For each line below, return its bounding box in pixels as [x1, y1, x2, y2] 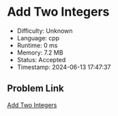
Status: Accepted [16, 55, 66, 63]
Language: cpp [16, 33, 60, 42]
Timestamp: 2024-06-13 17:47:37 [16, 63, 111, 71]
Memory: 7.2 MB [16, 48, 63, 57]
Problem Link [7, 83, 64, 94]
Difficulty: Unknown [16, 27, 73, 35]
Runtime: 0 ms [16, 41, 58, 49]
